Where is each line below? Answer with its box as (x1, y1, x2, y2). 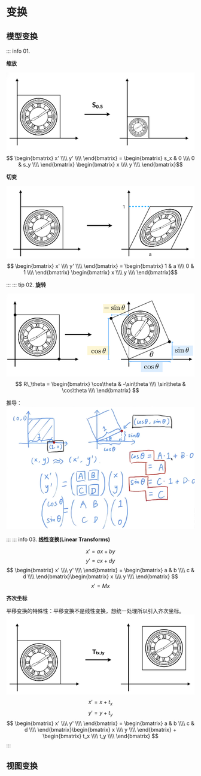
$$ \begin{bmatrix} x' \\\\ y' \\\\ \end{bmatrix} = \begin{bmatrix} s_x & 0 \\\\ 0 (6, 155, 195, 162)
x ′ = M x (91, 582, 110, 589)
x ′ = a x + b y (86, 548, 115, 555)
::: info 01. (6, 47, 31, 55)
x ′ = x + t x (88, 698, 113, 707)
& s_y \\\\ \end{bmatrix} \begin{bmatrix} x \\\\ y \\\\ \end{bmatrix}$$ (18, 161, 183, 168)
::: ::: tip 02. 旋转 (6, 281, 46, 288)
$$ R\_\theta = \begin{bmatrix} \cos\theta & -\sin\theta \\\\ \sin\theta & (15, 380, 186, 387)
